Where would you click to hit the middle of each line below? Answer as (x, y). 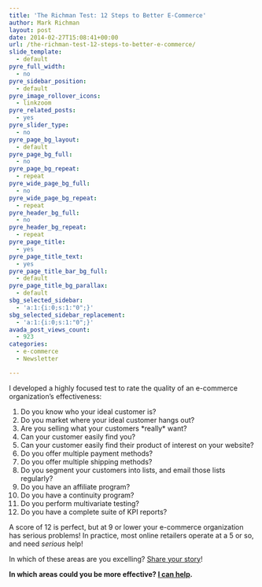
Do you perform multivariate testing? (80, 503)
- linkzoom (34, 103)
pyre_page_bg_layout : (44, 139)
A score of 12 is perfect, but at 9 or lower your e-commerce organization (126, 526)
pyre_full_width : (37, 67)
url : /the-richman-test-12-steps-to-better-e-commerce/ (102, 45)
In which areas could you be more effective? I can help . (101, 574)
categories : (28, 344)
